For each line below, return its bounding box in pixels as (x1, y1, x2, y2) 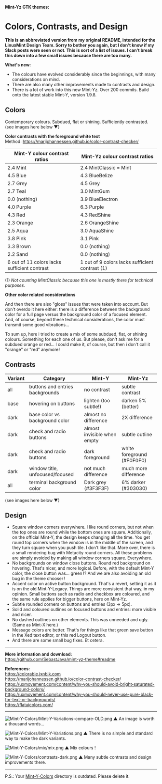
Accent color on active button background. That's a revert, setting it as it (12, 581, 157, 587)
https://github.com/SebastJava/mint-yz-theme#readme (5, 657, 116, 662)
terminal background (29, 479, 76, 486)
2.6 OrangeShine (80, 219, 119, 226)
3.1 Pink (80, 235, 99, 242)
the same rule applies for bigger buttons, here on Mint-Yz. (12, 596, 127, 602)
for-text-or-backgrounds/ (5, 697, 55, 703)
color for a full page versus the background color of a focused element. (5, 311, 147, 317)
